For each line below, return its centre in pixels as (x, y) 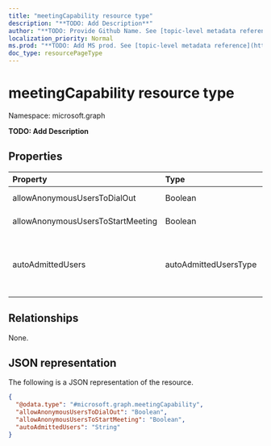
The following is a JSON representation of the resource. (101, 382)
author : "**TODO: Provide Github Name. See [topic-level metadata (122, 31)
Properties (35, 157)
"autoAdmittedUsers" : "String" (68, 427)
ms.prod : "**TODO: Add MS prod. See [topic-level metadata (110, 46)
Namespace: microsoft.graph (57, 115)
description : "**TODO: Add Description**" (81, 23)
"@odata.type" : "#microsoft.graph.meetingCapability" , (110, 405)
